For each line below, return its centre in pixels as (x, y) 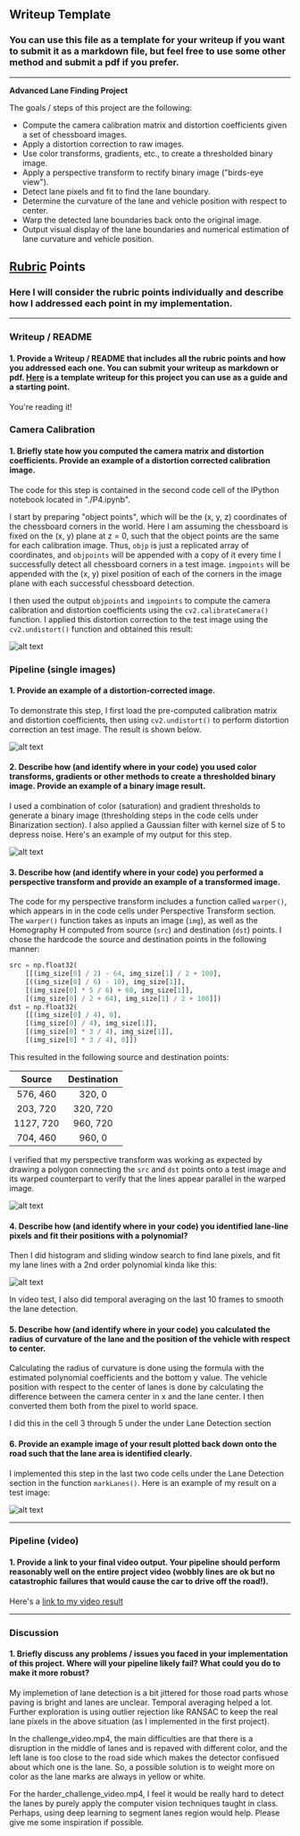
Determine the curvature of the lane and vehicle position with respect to (154, 201)
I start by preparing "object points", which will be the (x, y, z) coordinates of (148, 516)
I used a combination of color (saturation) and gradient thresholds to (135, 805)
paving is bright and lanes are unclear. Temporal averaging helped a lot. (141, 1702)
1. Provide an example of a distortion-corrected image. (112, 690)
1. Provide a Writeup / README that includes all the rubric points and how (148, 358)
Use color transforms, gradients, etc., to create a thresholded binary (147, 153)
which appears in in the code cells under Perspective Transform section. (143, 911)
